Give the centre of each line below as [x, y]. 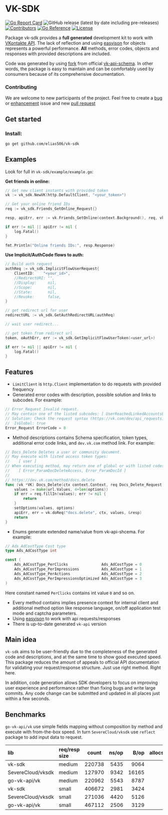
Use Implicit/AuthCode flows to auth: [44, 255]
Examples [21, 159]
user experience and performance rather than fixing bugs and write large [80, 688]
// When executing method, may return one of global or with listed [78, 466]
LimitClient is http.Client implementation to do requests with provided [87, 384]
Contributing [21, 87]
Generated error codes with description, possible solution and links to [84, 395]
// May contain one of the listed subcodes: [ [54, 414]
